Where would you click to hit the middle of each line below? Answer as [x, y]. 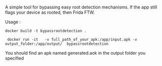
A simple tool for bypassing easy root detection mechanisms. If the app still [81, 7]
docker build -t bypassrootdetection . [46, 31]
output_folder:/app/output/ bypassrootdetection [57, 44]
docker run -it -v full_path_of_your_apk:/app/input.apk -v [72, 39]
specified [14, 58]
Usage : [13, 22]
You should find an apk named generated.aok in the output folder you [75, 53]
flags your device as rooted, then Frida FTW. [50, 12]
